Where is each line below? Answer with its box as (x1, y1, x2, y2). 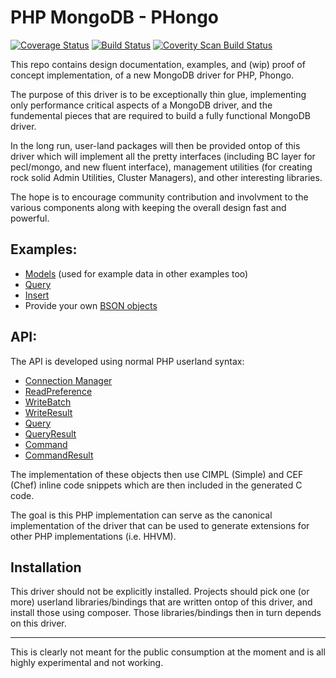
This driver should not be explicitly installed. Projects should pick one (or (10, 586, 310, 598)
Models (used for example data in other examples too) (24, 267, 249, 280)
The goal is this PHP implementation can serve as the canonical (10, 509, 273, 521)
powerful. (10, 212, 50, 224)
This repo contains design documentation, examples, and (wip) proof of (10, 58, 306, 70)
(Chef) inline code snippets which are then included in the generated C (10, 479, 303, 491)
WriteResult (24, 406, 73, 418)
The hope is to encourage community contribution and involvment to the (10, 191, 309, 203)
